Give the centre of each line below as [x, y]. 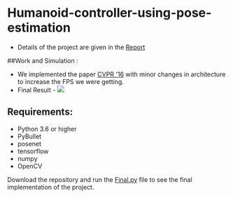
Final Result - [36, 90]
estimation [39, 28]
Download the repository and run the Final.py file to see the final [100, 179]
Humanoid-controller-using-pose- [110, 13]
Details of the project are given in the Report [81, 47]
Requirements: [40, 112]
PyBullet [29, 136]
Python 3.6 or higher [47, 129]
